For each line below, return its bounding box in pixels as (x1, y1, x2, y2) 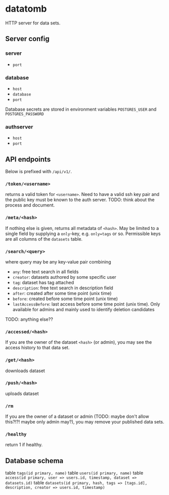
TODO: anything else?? (5, 316, 53, 322)
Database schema (5, 456, 64, 465)
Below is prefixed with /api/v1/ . (5, 169, 72, 175)
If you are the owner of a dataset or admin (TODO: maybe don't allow (5, 413, 149, 419)
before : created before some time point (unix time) (12, 295, 118, 302)
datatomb (5, 3, 47, 15)
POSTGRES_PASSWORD (5, 111, 44, 117)
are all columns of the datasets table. (5, 236, 82, 242)
